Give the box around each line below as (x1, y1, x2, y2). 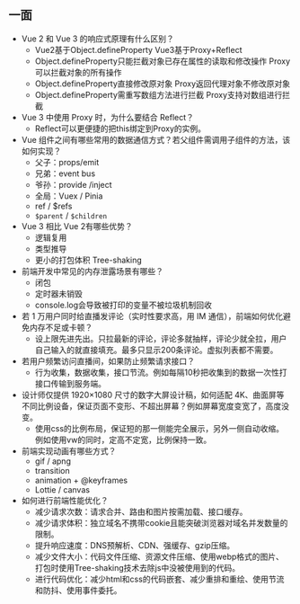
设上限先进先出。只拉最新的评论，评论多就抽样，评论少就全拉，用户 (34, 333, 287, 343)
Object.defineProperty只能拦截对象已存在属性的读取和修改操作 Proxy (34, 56, 291, 67)
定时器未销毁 (34, 288, 83, 298)
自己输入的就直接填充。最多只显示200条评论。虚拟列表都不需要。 (34, 344, 278, 355)
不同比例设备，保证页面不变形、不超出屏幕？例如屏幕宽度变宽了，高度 (21, 400, 282, 411)
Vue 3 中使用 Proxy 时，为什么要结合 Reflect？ (21, 111, 195, 122)
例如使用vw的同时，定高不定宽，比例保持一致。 (34, 434, 212, 445)
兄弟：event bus (34, 168, 96, 179)
